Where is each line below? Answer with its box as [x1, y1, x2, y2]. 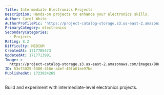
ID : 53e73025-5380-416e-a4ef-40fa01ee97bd [5, 67, 93, 71]
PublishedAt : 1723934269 [5, 71, 56, 76]
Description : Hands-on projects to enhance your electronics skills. [5, 12, 150, 17]
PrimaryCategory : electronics [5, 25, 67, 30]
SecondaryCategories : [5, 30, 49, 35]
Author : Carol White [5, 16, 47, 21]
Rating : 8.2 [5, 39, 29, 44]
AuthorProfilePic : [5, 21, 42, 26]
